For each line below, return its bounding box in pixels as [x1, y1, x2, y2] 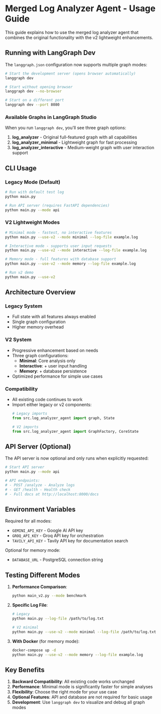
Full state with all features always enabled [12, 314, 96, 320]
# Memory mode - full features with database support [5, 257, 117, 262]
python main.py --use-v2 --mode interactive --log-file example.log [5, 248, 147, 253]
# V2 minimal [12, 625, 39, 630]
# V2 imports [12, 425, 39, 429]
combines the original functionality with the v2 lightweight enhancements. [5, 35, 153, 40]
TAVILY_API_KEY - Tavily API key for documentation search [12, 538, 128, 544]
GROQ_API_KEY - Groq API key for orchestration [12, 533, 104, 539]
